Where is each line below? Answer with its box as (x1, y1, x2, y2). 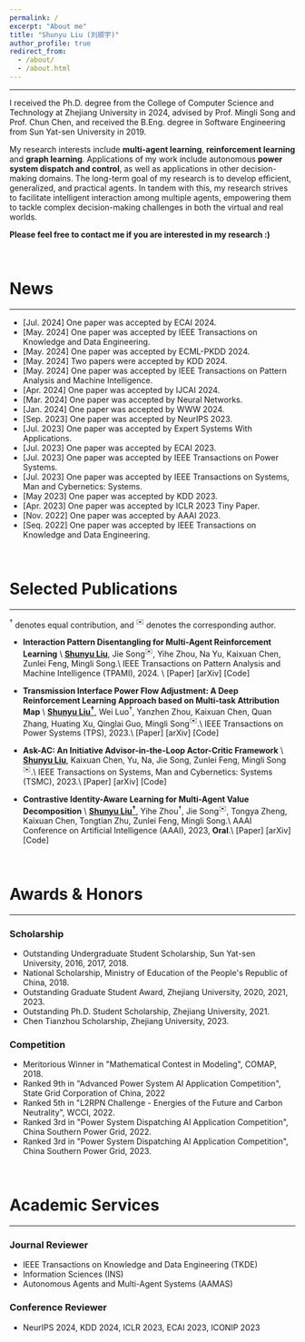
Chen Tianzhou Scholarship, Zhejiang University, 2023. (22, 1015, 230, 1026)
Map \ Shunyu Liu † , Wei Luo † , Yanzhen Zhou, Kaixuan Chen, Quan (22, 705, 272, 717)
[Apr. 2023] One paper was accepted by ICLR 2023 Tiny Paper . (22, 500, 261, 511)
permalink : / (9, 13, 59, 23)
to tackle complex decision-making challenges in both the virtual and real (9, 202, 284, 212)
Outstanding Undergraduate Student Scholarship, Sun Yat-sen (22, 948, 256, 959)
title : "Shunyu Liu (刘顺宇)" (9, 30, 120, 39)
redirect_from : (9, 47, 67, 56)
